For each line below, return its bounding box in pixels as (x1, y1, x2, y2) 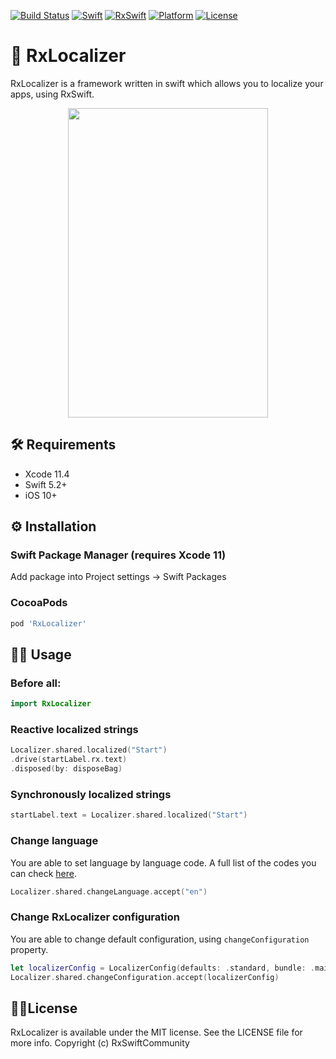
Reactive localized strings (10, 723, 139, 737)
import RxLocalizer (10, 699, 92, 709)
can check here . (10, 867, 77, 879)
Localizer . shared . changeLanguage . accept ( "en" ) (10, 886, 208, 897)
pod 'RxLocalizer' (10, 618, 87, 629)
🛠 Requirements (10, 436, 117, 454)
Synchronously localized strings (10, 788, 172, 802)
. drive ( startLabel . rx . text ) (10, 755, 128, 765)
